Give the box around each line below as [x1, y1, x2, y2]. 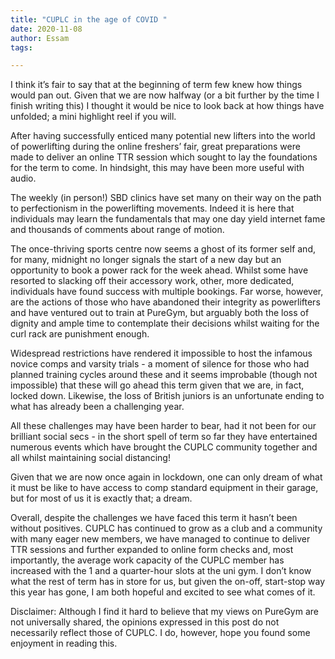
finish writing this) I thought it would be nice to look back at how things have [10, 100, 325, 112]
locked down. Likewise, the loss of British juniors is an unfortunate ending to [10, 390, 325, 402]
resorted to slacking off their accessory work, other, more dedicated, [10, 275, 295, 287]
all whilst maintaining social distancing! [10, 452, 171, 464]
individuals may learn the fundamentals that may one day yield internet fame [10, 213, 326, 225]
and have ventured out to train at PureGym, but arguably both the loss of [10, 307, 310, 319]
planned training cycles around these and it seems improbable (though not [10, 369, 318, 381]
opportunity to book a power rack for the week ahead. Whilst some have [10, 264, 309, 276]
